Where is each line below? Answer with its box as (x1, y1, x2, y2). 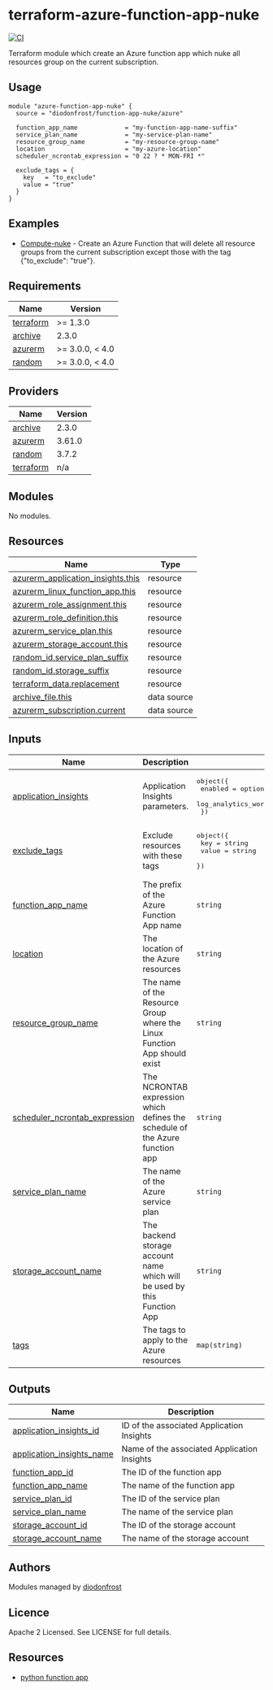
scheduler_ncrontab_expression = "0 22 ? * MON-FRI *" (15, 152, 206, 160)
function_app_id (12, 1466, 74, 1478)
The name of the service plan (121, 1506, 234, 1518)
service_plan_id (12, 1493, 72, 1505)
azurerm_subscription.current (12, 704, 126, 716)
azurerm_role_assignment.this (12, 599, 128, 610)
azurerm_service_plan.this (12, 625, 113, 636)
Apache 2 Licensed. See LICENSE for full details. (8, 1627, 172, 1637)
